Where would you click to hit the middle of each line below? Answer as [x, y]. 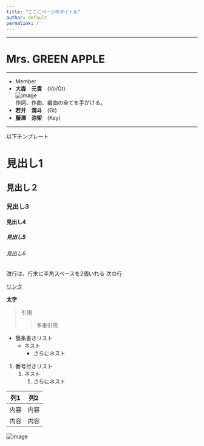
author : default [27, 18]
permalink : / [23, 23]
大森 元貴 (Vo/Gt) [40, 89]
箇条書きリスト [34, 338]
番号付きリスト [34, 366]
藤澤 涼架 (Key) [38, 118]
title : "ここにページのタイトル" [43, 12]
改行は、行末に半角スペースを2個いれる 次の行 [64, 273]
